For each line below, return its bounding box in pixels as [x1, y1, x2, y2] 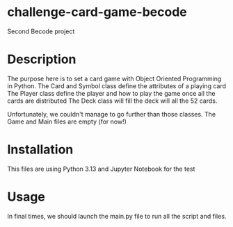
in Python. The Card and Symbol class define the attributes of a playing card [7, 81, 227, 90]
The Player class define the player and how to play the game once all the [7, 89, 216, 97]
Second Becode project [7, 27, 75, 35]
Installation [7, 142, 74, 158]
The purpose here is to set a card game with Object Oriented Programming [7, 74, 222, 83]
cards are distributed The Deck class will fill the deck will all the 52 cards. [7, 96, 218, 105]
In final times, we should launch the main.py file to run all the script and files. [7, 212, 227, 220]
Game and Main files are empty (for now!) [7, 117, 127, 126]
